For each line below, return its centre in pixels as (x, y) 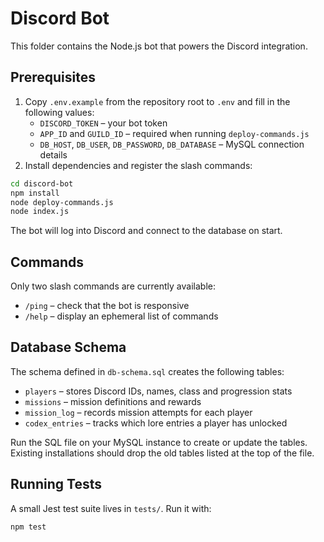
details (53, 154)
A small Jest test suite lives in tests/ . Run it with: (111, 508)
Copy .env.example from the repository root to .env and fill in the (157, 101)
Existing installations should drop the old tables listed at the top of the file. (162, 453)
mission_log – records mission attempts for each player (138, 412)
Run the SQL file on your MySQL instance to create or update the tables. (159, 442)
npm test (28, 527)
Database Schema (68, 347)
